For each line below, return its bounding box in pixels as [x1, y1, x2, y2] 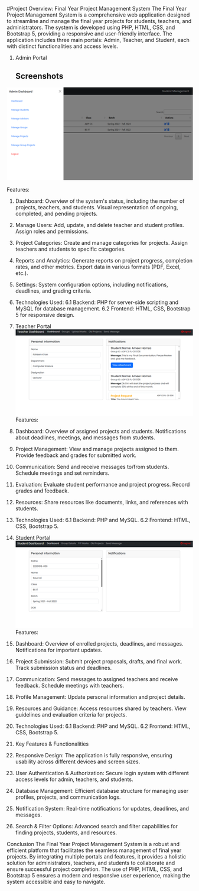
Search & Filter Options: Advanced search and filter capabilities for [15, 822, 178, 830]
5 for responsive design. [15, 311, 75, 318]
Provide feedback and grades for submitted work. [15, 452, 136, 459]
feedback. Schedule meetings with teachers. [15, 682, 125, 689]
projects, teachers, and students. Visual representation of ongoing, [15, 203, 178, 210]
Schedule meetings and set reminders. [15, 469, 110, 477]
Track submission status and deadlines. [15, 664, 112, 671]
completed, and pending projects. [15, 210, 98, 217]
